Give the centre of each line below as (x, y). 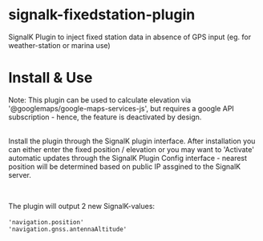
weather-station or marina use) (59, 45)
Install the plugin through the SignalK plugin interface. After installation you (132, 141)
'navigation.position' (46, 222)
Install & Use (51, 78)
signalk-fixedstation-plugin (102, 15)
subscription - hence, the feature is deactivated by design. (105, 117)
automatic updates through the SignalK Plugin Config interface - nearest (127, 158)
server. (20, 175)
